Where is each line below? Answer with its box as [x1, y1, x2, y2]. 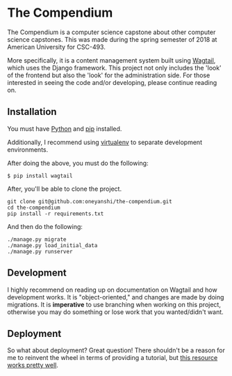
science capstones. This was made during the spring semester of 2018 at [7, 35, 217, 43]
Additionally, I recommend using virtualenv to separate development [7, 138, 203, 146]
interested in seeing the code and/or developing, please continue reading [7, 78, 217, 86]
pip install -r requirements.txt [7, 210, 104, 217]
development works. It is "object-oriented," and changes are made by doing [7, 292, 224, 301]
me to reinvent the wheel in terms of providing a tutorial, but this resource [7, 354, 218, 362]
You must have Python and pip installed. [7, 124, 122, 133]
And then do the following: [7, 222, 83, 230]
